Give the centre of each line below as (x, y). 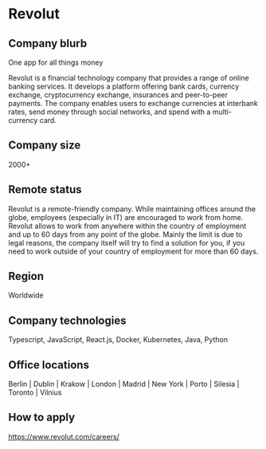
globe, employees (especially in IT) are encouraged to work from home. (126, 217)
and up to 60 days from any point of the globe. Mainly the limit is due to (125, 234)
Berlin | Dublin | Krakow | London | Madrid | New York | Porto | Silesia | (124, 384)
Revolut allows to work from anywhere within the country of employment (127, 226)
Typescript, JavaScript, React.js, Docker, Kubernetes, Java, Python (118, 340)
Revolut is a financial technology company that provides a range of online (129, 78)
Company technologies (67, 320)
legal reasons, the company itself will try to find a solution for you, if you (127, 242)
